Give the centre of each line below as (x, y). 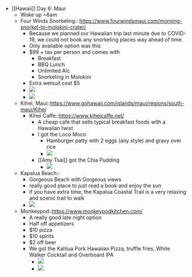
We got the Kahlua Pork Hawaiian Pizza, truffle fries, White (100, 249)
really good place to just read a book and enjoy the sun (95, 186)
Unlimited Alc (54, 71)
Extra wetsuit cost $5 (55, 83)
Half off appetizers (51, 224)
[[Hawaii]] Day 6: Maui (39, 8)
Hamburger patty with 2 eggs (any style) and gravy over (114, 141)
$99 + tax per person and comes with (74, 52)
